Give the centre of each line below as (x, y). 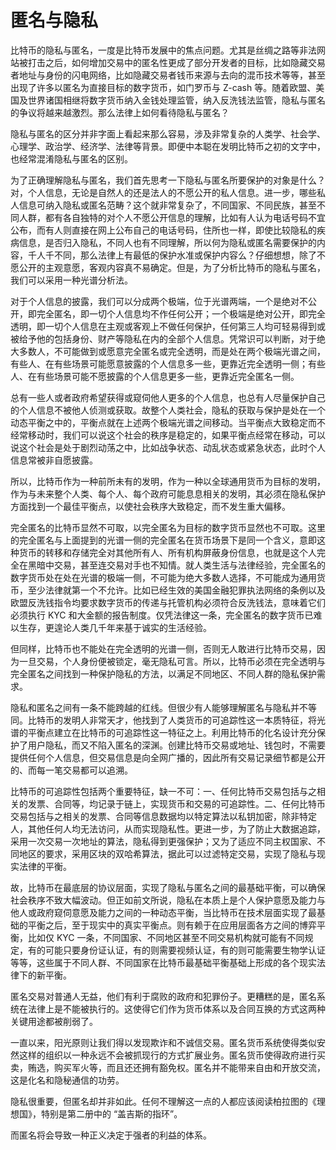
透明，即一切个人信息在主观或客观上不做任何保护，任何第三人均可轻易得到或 (168, 326)
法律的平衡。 (45, 866)
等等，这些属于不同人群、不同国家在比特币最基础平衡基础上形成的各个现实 (163, 962)
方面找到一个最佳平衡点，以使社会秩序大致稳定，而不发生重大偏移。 (150, 506)
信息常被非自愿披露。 (54, 460)
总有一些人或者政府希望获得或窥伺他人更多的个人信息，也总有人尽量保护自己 (168, 397)
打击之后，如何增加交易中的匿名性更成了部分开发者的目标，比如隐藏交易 (176, 62)
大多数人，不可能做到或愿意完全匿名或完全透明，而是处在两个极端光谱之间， (168, 351)
